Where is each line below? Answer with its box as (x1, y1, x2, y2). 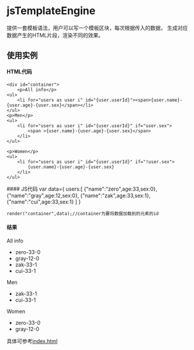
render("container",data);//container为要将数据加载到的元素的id (6, 211, 159, 216)
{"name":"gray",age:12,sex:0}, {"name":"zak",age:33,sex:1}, (6, 192, 151, 199)
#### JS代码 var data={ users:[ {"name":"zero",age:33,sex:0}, (6, 185, 158, 192)
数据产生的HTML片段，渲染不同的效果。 (6, 31, 104, 39)
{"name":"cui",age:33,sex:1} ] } (6, 198, 81, 205)
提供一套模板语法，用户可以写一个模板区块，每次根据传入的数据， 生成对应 (6, 24, 188, 31)
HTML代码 (6, 68, 32, 75)
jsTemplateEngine (6, 4, 96, 18)
